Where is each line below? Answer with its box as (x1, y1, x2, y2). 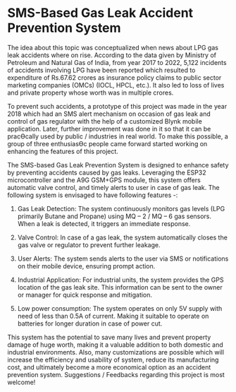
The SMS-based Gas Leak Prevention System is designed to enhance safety (7, 160, 229, 169)
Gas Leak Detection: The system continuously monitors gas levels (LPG (17, 204, 225, 213)
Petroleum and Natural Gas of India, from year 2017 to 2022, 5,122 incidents (7, 58, 227, 66)
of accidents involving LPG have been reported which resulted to (7, 66, 196, 74)
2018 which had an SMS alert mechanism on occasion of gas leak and (7, 109, 211, 118)
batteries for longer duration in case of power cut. (17, 319, 163, 328)
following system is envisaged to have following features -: (7, 191, 178, 199)
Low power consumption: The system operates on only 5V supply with (17, 304, 223, 312)
